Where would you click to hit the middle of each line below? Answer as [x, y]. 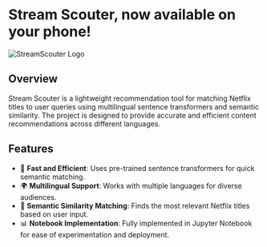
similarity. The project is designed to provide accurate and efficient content [132, 115]
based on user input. [54, 214]
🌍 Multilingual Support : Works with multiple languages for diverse [131, 185]
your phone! [50, 32]
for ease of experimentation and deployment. [95, 234]
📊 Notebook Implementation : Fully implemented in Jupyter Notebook [136, 223]
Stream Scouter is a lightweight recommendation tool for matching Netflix [129, 98]
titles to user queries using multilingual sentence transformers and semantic [134, 106]
